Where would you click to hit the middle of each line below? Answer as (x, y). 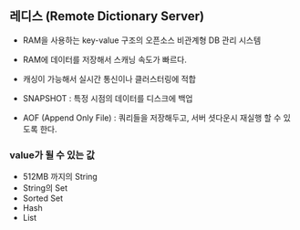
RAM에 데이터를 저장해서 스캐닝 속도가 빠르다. (104, 59)
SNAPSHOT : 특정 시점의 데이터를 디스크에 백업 (108, 98)
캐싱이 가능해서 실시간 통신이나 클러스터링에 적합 (109, 78)
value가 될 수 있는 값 (52, 155)
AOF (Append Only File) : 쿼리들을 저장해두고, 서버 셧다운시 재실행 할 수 (152, 118)
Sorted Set (43, 198)
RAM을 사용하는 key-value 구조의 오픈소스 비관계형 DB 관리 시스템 (142, 40)
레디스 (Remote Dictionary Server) (107, 16)
